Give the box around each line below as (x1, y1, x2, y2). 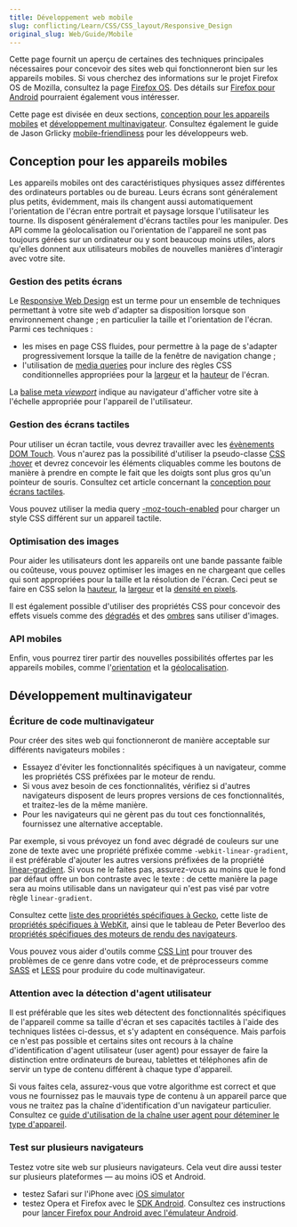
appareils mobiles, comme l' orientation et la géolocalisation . (9, 662, 229, 673)
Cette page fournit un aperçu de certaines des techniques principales (9, 54, 264, 65)
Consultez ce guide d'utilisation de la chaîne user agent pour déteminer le (9, 1109, 280, 1120)
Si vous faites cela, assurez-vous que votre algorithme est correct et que (9, 1081, 277, 1092)
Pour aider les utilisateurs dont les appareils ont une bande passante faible (9, 556, 283, 566)
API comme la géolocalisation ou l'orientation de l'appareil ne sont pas (9, 224, 267, 236)
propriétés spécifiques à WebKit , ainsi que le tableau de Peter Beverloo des (9, 919, 286, 930)
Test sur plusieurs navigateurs (9, 1142, 144, 1154)
